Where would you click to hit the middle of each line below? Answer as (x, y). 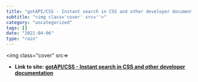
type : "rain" (22, 39)
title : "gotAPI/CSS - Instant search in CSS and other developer (88, 11)
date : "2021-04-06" (30, 33)
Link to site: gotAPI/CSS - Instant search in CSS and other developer (100, 67)
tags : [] (17, 28)
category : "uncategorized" (39, 22)
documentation (34, 73)
